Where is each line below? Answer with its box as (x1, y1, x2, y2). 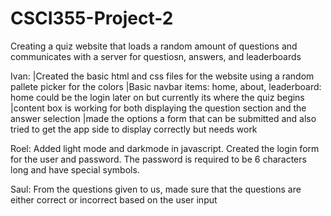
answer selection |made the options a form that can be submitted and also (10, 112, 317, 124)
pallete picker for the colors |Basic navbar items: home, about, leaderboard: (10, 80, 322, 92)
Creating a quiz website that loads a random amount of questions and (10, 40, 298, 52)
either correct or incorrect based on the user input (10, 193, 218, 206)
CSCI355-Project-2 (10, 7, 174, 30)
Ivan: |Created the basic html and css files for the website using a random (10, 70, 315, 82)
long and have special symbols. (10, 163, 140, 176)
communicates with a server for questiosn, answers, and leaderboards (10, 50, 302, 62)
